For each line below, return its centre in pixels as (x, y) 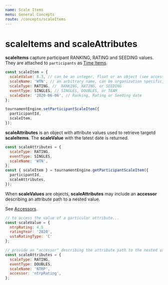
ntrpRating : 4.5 (26, 227)
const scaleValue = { (28, 222)
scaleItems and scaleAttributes (71, 44)
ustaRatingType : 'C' (31, 236)
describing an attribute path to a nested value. (53, 199)
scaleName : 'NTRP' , (30, 269)
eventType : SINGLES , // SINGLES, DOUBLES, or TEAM (63, 90)
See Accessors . (21, 208)
